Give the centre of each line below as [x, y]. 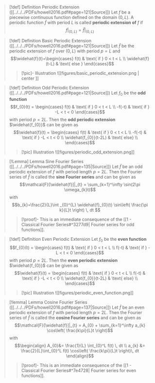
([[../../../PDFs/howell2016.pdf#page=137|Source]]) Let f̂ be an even [77, 307]
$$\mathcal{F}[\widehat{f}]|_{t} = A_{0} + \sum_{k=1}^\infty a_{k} [80, 325]
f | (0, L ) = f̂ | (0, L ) [80, 31]
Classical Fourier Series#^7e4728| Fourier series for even [79, 370]
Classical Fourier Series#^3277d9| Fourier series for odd [78, 224]
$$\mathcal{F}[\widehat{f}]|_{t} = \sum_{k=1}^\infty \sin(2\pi [80, 184]
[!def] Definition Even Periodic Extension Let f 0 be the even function [78, 240]
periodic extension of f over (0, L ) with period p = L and [65, 51]
